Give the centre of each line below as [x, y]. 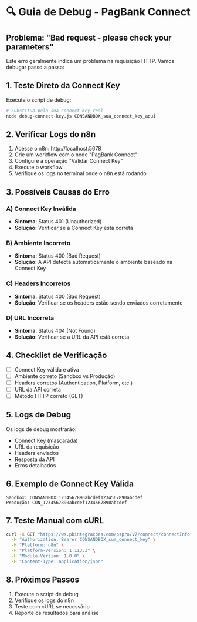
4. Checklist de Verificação [57, 355]
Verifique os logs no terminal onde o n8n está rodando [80, 173]
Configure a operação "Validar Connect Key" [69, 161]
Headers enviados [37, 453]
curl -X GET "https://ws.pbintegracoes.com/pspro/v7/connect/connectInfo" [99, 534]
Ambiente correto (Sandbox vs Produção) [65, 376]
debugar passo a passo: [35, 67]
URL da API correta [38, 389]
